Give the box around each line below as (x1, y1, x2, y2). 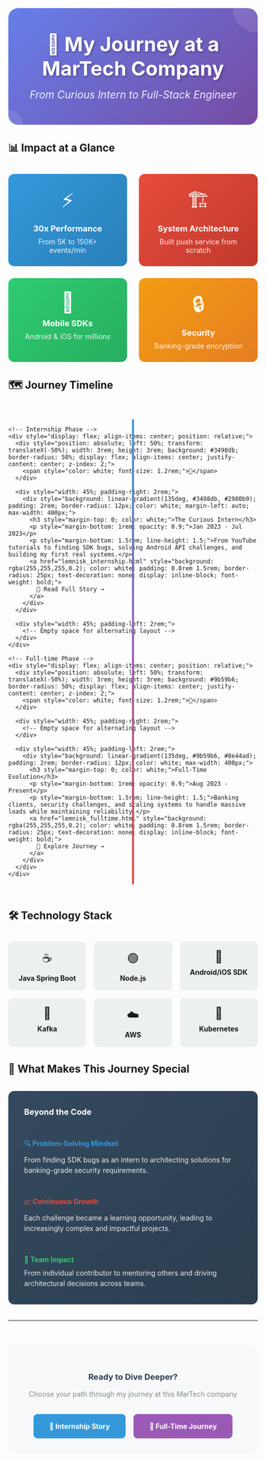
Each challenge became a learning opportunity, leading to (24, 1213, 213, 1223)
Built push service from (159, 237, 237, 246)
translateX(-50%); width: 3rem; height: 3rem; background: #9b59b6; (8, 676, 239, 684)
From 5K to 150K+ (38, 237, 97, 246)
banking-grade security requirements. (24, 1165, 149, 1174)
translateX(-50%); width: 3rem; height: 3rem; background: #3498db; (8, 446, 239, 454)
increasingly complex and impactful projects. (24, 1224, 171, 1233)
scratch (185, 245, 211, 255)
